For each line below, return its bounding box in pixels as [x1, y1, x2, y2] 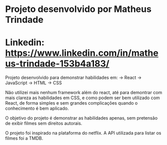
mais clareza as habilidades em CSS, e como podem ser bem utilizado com [5, 95, 160, 101]
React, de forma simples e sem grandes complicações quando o [5, 100, 138, 106]
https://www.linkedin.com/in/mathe [5, 47, 158, 59]
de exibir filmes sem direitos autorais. [5, 121, 82, 127]
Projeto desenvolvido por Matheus [5, 3, 151, 15]
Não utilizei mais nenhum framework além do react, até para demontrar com [5, 90, 162, 96]
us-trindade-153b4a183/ [5, 58, 109, 69]
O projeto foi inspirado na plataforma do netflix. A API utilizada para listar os [5, 130, 161, 136]
